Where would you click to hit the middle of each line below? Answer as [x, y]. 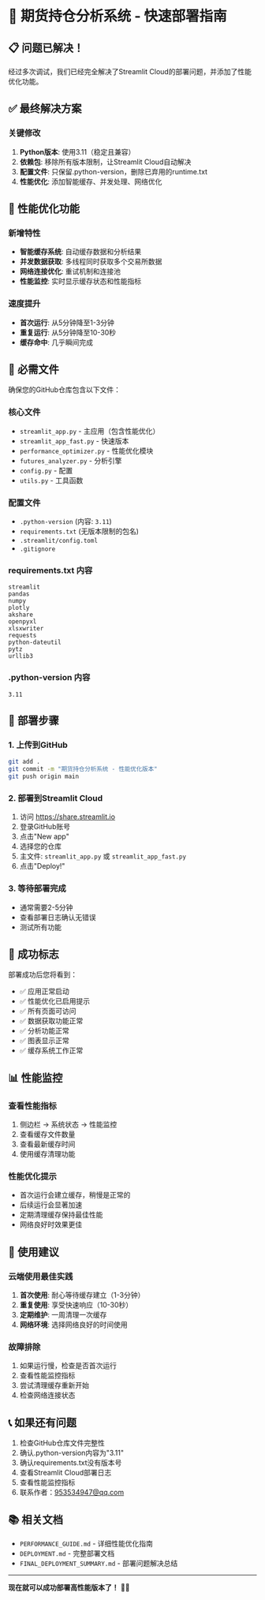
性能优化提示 [33, 1176]
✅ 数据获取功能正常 [51, 1021]
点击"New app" [44, 836]
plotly [19, 608]
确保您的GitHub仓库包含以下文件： [64, 390]
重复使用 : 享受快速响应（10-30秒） [76, 1305]
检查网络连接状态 [47, 1395]
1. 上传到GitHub [38, 745]
